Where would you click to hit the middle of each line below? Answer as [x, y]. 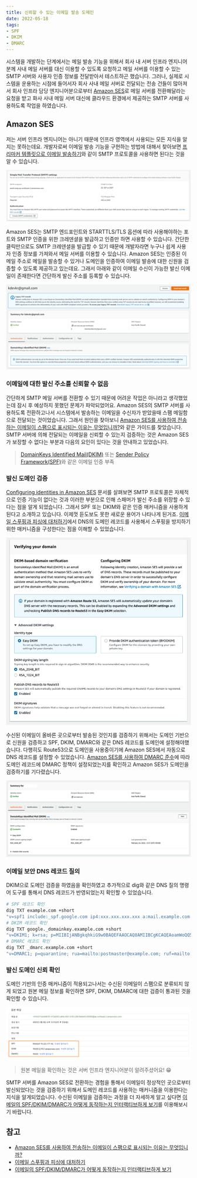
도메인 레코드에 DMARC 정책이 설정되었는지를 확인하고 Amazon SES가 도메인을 [98, 764]
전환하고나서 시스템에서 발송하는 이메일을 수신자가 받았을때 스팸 [99, 412]
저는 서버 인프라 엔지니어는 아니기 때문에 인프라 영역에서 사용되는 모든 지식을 [94, 139]
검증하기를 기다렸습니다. [34, 771]
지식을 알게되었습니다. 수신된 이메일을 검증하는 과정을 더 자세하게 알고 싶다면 [94, 1097]
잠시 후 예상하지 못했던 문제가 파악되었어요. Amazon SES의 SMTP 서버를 [101, 405]
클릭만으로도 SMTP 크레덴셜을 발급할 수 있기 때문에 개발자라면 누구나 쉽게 [91, 247]
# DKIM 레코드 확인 [27, 923]
